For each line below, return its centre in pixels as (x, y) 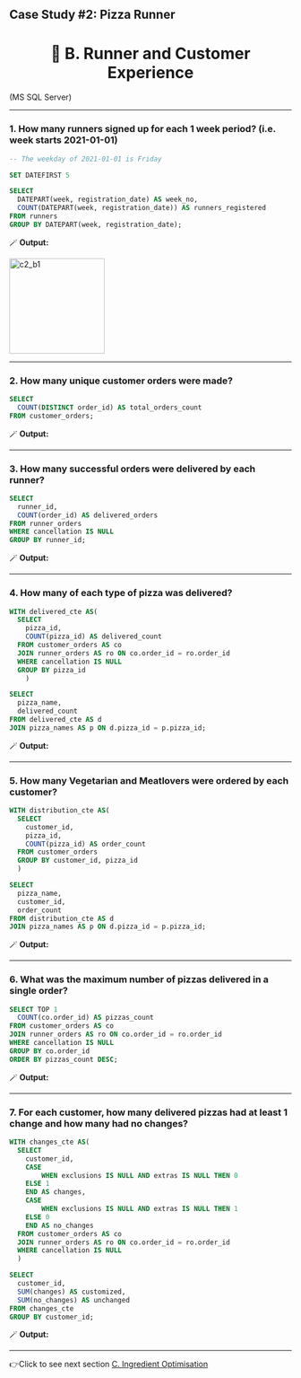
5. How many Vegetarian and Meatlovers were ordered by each (149, 780)
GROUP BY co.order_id (50, 1051)
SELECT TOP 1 (34, 1009)
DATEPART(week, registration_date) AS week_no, (108, 200)
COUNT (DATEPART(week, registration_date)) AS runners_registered (142, 208)
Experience (150, 72)
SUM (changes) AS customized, (72, 1292)
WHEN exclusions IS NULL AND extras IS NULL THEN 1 (140, 1209)
